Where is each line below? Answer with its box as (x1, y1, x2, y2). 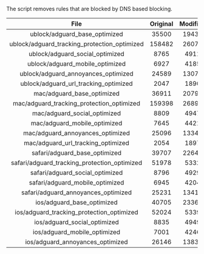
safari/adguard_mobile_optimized (29, 178, 124, 186)
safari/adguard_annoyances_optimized (21, 188, 132, 197)
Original (149, 19, 174, 28)
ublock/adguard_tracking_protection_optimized (9, 40, 144, 48)
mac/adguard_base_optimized (33, 90, 120, 97)
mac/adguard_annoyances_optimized (23, 129, 131, 137)
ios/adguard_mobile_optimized (32, 228, 120, 236)
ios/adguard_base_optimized (35, 198, 118, 206)
